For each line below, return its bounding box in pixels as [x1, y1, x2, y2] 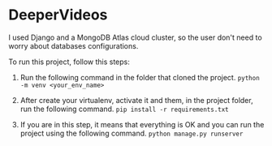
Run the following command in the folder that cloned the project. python [19, 72, 260, 82]
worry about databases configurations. [8, 41, 139, 50]
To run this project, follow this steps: [8, 57, 130, 67]
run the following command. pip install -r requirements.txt [19, 104, 229, 114]
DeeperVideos [8, 6, 108, 24]
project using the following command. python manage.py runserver [19, 128, 244, 138]
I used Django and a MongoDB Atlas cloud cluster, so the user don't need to [8, 32, 262, 42]
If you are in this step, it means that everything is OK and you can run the [19, 119, 265, 129]
